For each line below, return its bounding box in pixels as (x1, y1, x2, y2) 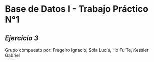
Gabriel (5, 52, 20, 58)
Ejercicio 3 (5, 34, 39, 42)
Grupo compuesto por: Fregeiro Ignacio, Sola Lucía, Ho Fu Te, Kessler (5, 47, 149, 53)
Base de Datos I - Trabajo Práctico (5, 3, 149, 15)
